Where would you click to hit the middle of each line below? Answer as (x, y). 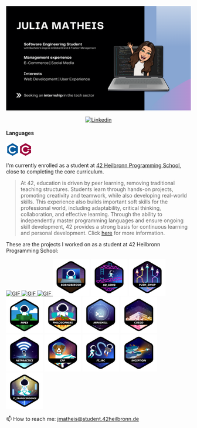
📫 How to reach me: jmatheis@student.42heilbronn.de (73, 419)
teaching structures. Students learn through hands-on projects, (97, 189)
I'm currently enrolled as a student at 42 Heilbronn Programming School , (94, 165)
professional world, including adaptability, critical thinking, (91, 208)
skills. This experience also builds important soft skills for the (94, 202)
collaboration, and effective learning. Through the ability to (91, 214)
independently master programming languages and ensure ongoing (102, 220)
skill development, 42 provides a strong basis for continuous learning (104, 226)
